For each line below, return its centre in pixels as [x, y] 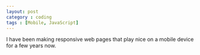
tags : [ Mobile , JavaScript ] [42, 22]
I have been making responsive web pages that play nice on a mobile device [100, 40]
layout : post [22, 12]
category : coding [29, 17]
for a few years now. [31, 46]
